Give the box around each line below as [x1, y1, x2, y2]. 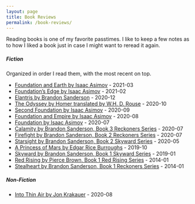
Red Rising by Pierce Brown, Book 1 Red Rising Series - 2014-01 [14, 156, 169, 163]
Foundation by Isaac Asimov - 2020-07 [14, 119, 110, 126]
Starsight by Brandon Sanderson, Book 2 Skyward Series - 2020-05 [14, 138, 180, 145]
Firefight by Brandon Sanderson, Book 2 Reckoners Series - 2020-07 [14, 132, 182, 139]
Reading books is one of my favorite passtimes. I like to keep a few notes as [6, 36, 190, 43]
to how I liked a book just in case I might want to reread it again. [6, 42, 160, 49]
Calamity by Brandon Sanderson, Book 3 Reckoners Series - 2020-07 [14, 125, 183, 132]
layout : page [6, 8, 38, 15]
